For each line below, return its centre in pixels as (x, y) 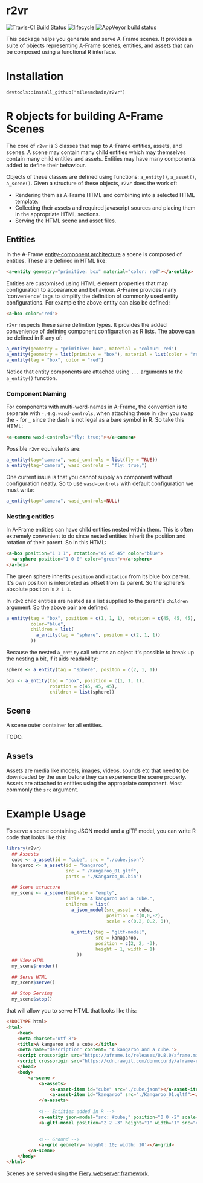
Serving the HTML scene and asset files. (66, 221)
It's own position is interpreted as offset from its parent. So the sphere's (96, 582)
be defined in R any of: (34, 338)
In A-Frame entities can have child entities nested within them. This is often (100, 530)
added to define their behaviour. (46, 165)
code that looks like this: (37, 837)
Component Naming (37, 393)
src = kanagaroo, (117, 938)
